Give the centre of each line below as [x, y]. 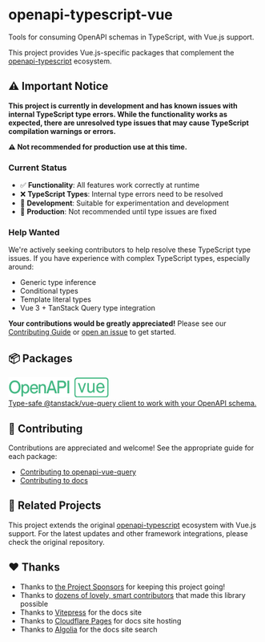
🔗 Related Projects [55, 506]
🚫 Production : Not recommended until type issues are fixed [118, 212]
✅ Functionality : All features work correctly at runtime [110, 185]
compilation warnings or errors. [62, 131]
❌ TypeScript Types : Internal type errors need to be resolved [121, 194]
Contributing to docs [54, 480]
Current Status [38, 168]
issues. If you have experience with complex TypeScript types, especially [129, 258]
